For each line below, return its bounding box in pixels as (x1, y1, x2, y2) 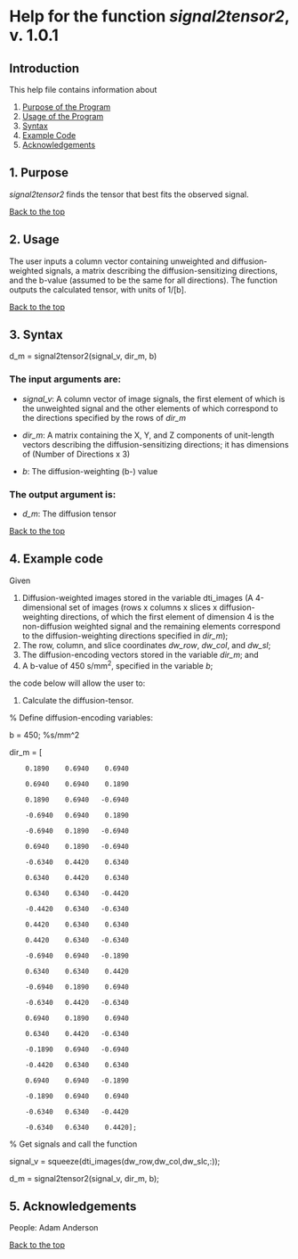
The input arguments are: (9, 373, 122, 385)
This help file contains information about (9, 85, 157, 95)
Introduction (9, 61, 80, 76)
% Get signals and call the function (9, 1139, 138, 1149)
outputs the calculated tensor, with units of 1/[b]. (9, 284, 187, 295)
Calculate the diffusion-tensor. (21, 695, 134, 705)
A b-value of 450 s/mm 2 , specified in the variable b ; (21, 658, 213, 671)
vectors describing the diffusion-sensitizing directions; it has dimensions (21, 439, 289, 449)
